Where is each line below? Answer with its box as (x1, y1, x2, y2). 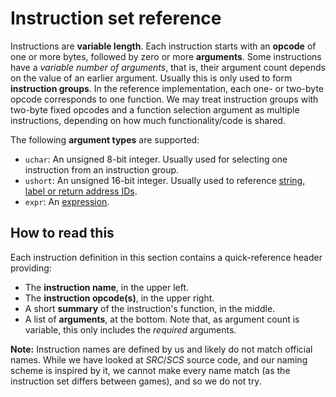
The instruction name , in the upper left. (24, 281, 190, 293)
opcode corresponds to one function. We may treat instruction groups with (10, 93, 319, 105)
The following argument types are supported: (10, 133, 200, 146)
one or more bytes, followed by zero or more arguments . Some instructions (10, 50, 322, 62)
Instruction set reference (10, 7, 222, 30)
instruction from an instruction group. (24, 163, 180, 176)
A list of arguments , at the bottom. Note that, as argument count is (24, 313, 300, 325)
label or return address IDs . (24, 185, 138, 197)
